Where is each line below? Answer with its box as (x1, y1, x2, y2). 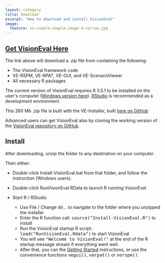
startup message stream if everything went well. (19, 241, 119, 247)
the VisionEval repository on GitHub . (5, 123, 80, 129)
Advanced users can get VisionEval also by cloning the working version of (5, 117, 158, 123)
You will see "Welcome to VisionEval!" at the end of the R (19, 236, 148, 242)
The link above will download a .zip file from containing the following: (5, 57, 147, 63)
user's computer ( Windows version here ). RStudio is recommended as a (5, 93, 153, 99)
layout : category (5, 7, 41, 12)
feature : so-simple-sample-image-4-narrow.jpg (9, 26, 108, 31)
